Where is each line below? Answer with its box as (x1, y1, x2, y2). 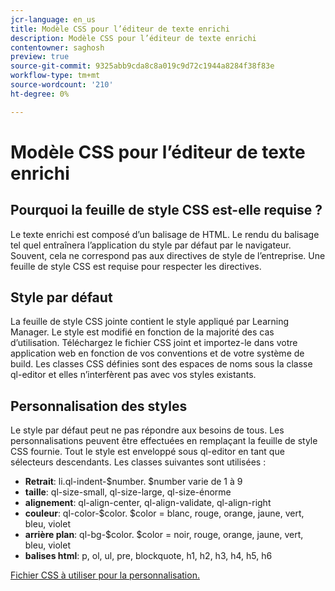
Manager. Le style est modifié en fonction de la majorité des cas (10, 326, 275, 338)
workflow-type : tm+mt (10, 71, 101, 81)
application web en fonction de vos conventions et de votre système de (10, 347, 305, 360)
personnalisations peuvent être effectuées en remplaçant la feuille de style (10, 435, 318, 447)
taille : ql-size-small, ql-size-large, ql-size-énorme (24, 486, 232, 498)
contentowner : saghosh (10, 42, 105, 53)
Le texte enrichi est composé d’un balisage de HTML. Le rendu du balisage (10, 228, 320, 240)
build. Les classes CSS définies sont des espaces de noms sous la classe (10, 358, 313, 370)
